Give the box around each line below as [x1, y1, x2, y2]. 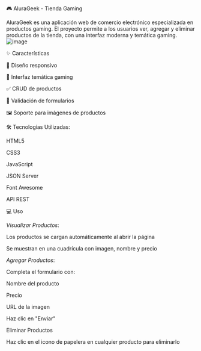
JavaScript [6, 161, 33, 167]
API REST [6, 196, 30, 203]
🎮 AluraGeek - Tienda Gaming [6, 5, 83, 12]
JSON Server [6, 172, 39, 179]
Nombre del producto [6, 280, 59, 287]
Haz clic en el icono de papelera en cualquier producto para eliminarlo [6, 338, 180, 345]
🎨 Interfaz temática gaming [6, 73, 73, 80]
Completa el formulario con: [6, 269, 76, 275]
